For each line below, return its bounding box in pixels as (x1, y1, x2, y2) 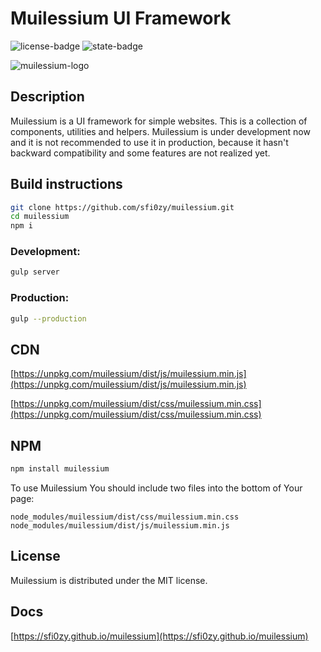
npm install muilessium (10, 464, 110, 474)
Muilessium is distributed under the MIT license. (10, 574, 208, 586)
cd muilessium (10, 212, 70, 222)
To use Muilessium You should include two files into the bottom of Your (10, 482, 303, 494)
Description (10, 88, 85, 106)
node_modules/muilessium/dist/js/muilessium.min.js (10, 521, 230, 531)
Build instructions (10, 176, 123, 193)
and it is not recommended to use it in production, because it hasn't (10, 136, 289, 148)
